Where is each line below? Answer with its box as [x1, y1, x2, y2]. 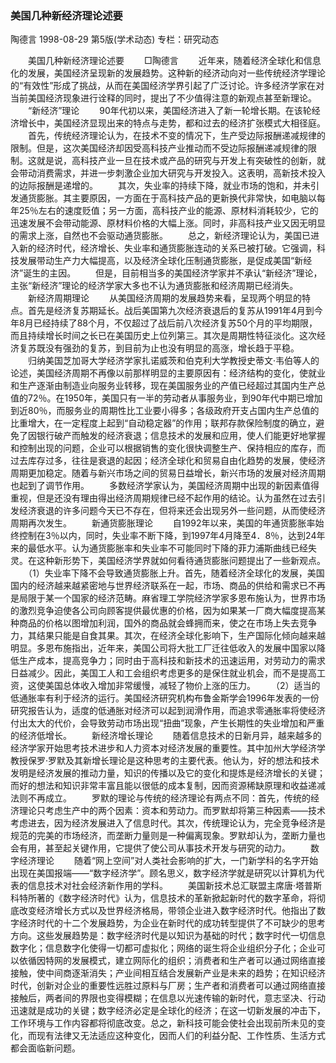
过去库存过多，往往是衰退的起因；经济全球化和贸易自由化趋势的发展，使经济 [10, 455, 326, 467]
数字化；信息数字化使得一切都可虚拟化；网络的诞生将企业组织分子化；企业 [10, 942, 317, 954]
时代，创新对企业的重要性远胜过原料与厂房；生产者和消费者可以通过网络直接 [10, 980, 326, 992]
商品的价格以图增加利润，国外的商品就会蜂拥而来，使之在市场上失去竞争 [18, 617, 317, 629]
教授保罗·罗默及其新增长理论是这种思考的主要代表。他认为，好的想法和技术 [10, 755, 320, 767]
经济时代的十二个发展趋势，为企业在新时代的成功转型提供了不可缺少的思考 [18, 917, 326, 929]
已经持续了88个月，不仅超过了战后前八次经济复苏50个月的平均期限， [33, 317, 318, 329]
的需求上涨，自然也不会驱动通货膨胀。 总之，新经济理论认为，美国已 [10, 230, 311, 242]
